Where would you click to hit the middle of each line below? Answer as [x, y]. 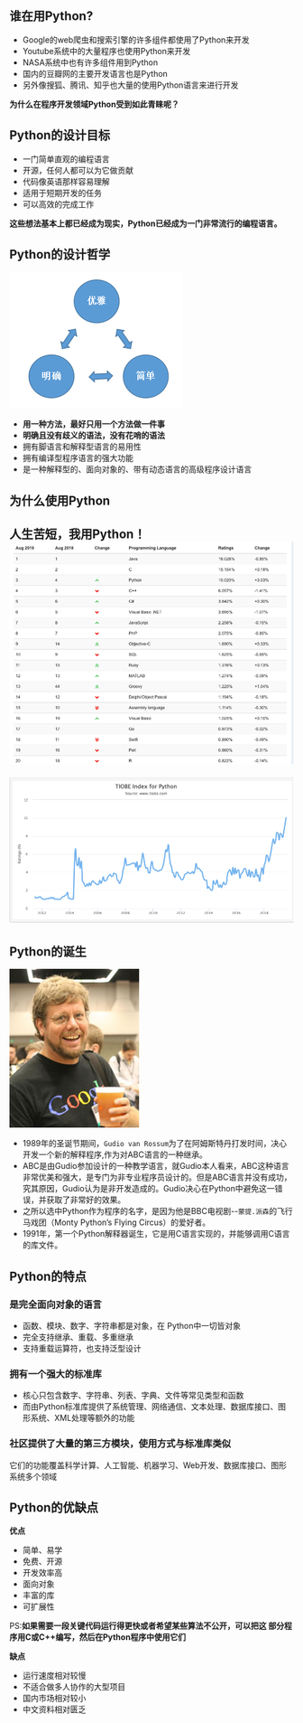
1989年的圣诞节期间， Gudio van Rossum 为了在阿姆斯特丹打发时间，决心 [155, 1144]
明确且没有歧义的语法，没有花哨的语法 [93, 436]
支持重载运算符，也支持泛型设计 [82, 1348]
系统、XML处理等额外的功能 [83, 1418]
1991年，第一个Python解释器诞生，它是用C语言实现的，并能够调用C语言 [156, 1234]
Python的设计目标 [60, 135]
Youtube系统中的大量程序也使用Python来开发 [106, 51]
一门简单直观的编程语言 [66, 159]
